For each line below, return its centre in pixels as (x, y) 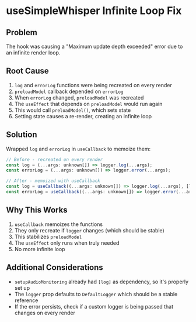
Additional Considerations (55, 268)
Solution (22, 135)
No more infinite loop (40, 249)
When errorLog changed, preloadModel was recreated (79, 97)
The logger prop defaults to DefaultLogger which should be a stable (96, 294)
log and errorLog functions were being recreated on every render (93, 85)
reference (26, 300)
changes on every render (45, 313)
